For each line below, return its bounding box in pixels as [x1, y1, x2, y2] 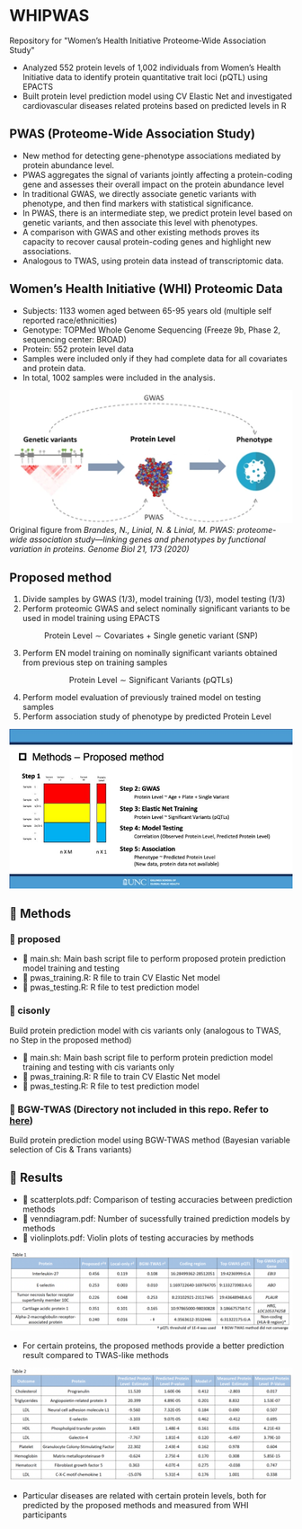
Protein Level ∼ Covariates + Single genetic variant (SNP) [43, 630, 259, 641]
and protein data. [22, 362, 86, 373]
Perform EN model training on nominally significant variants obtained [22, 648, 278, 659]
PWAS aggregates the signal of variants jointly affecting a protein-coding [22, 169, 293, 180]
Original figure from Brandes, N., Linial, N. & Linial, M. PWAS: [9, 525, 235, 536]
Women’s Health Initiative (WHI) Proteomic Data [9, 281, 283, 297]
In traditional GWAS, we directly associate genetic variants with [22, 188, 257, 199]
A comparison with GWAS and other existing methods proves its [22, 227, 260, 237]
